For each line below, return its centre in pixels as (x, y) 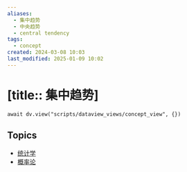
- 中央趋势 (27, 26)
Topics (22, 136)
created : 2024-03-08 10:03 (46, 53)
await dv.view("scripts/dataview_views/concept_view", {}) (94, 114)
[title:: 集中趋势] (53, 95)
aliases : (20, 14)
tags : (15, 40)
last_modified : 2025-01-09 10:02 (55, 59)
